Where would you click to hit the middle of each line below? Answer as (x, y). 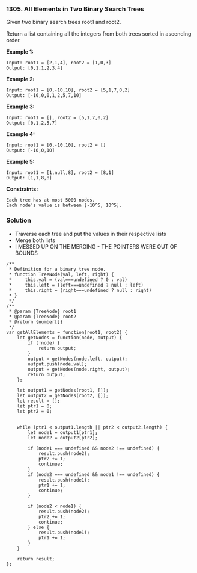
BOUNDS (26, 253)
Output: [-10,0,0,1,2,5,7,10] (44, 96)
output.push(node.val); (57, 364)
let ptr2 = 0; (35, 411)
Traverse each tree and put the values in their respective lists (90, 234)
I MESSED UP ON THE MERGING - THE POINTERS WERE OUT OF (96, 246)
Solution (19, 220)
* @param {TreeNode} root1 (43, 311)
